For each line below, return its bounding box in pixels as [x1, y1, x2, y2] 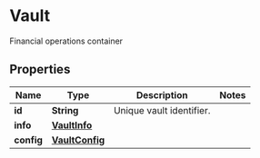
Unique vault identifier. [113, 104, 211, 116]
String [51, 104, 79, 116]
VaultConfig [51, 133, 105, 146]
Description [135, 88, 188, 101]
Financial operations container [9, 35, 124, 46]
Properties [9, 62, 71, 77]
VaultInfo [51, 119, 93, 132]
